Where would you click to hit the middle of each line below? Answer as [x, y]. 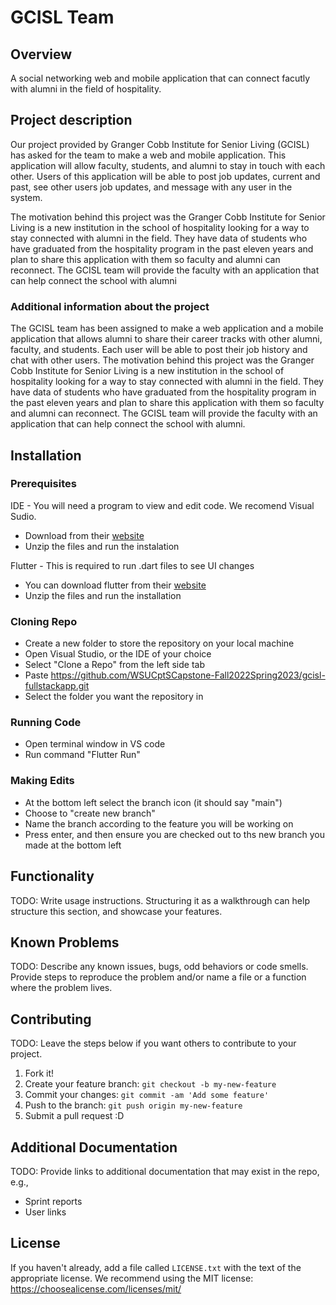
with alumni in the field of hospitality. [86, 89]
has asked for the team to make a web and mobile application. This [148, 155]
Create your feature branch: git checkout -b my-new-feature [150, 1084]
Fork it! [39, 1073]
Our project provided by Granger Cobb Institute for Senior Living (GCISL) [160, 144]
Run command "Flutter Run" [82, 755]
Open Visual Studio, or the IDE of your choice [118, 654]
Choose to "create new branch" [90, 813]
